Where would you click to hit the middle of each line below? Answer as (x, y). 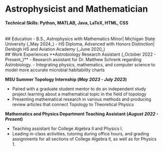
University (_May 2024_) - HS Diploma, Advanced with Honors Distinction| (80, 44)
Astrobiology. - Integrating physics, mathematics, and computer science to (80, 65)
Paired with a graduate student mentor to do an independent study (79, 89)
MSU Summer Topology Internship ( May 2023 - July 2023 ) (66, 80)
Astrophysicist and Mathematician (76, 9)
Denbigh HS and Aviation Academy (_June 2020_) (55, 49)
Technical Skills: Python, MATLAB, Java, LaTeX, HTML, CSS (67, 22)
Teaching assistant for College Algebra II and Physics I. (68, 129)
